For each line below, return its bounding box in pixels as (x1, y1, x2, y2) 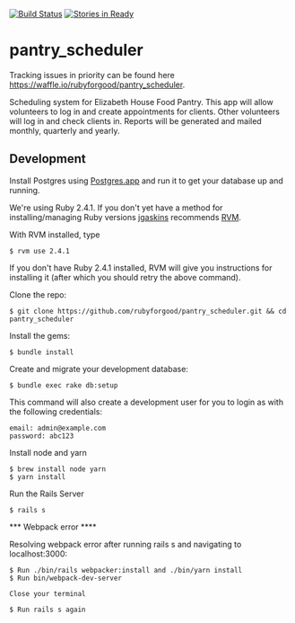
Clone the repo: (9, 289, 67, 300)
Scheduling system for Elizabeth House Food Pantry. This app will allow (9, 96, 273, 107)
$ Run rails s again (9, 605, 87, 614)
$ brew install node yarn (9, 464, 106, 474)
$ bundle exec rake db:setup (9, 380, 118, 390)
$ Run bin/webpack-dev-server (9, 574, 123, 583)
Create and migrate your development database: (9, 363, 188, 374)
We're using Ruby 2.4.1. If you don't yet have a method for (9, 202, 223, 213)
